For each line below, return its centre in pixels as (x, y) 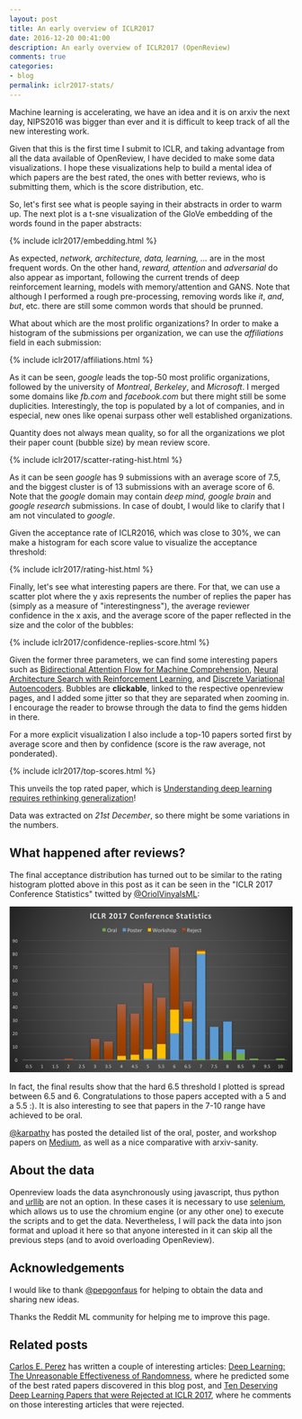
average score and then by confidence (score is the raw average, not (138, 744)
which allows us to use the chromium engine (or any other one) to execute (147, 1211)
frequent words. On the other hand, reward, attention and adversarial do (144, 267)
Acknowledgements (67, 1268)
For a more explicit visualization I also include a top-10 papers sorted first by (151, 734)
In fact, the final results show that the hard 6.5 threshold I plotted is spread (147, 1086)
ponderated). (34, 753)
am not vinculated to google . (62, 515)
